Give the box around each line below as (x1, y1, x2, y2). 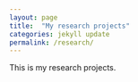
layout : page (9, 12, 58, 22)
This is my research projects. (9, 62, 116, 73)
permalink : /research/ (9, 37, 94, 47)
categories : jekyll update (9, 29, 110, 38)
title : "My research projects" (9, 21, 130, 30)
